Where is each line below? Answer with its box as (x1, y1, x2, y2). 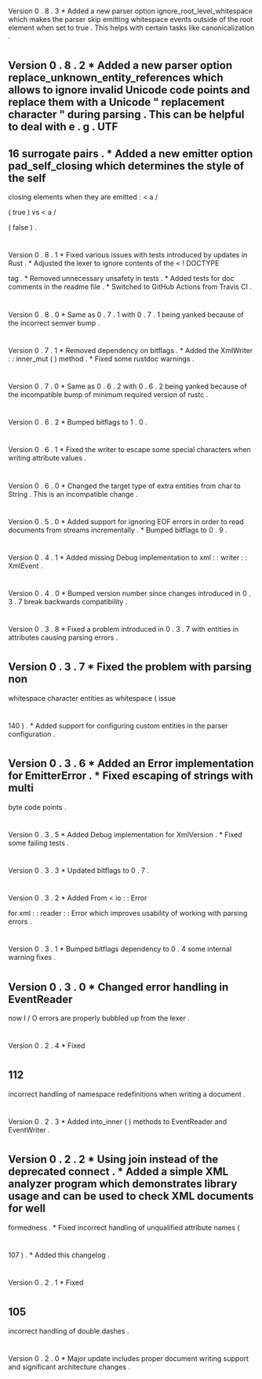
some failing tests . (8, 838, 69, 848)
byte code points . (8, 802, 67, 812)
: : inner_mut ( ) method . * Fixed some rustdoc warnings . (8, 354, 195, 363)
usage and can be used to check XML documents (8, 1190, 254, 1203)
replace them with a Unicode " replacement (8, 96, 225, 109)
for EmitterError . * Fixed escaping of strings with (8, 769, 253, 783)
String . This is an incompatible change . (8, 489, 138, 498)
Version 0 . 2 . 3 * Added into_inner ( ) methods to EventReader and (8, 1117, 227, 1126)
